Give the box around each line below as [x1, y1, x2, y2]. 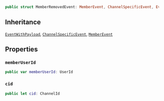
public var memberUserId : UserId [5, 70, 73, 75]
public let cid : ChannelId [5, 91, 60, 96]
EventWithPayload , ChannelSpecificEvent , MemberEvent [5, 31, 113, 37]
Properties [5, 45, 38, 54]
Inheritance [5, 18, 41, 26]
